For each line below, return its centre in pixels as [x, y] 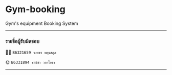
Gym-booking [35, 9]
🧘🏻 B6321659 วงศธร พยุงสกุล [31, 52]
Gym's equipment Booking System [42, 23]
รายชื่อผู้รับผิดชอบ [23, 41]
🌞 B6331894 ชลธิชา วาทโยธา [30, 62]
